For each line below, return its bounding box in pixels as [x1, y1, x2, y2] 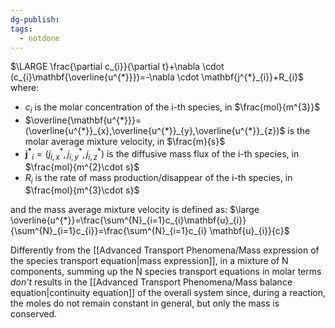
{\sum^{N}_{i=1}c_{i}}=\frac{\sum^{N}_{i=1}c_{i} [10, 225, 208, 237]
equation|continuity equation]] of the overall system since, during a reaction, [10, 287, 327, 299]
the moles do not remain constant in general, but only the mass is [10, 297, 280, 310]
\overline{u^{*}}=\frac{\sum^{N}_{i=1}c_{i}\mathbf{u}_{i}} [10, 214, 247, 226]
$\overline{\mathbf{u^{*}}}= [24, 114, 142, 126]
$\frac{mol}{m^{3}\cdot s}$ [24, 184, 140, 196]
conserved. [10, 308, 58, 320]
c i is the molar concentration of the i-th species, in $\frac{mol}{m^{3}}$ [24, 101, 321, 116]
